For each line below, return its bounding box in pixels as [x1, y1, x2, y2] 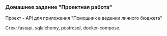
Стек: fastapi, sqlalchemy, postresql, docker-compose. [5, 25, 121, 31]
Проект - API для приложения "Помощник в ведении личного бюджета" [5, 15, 162, 21]
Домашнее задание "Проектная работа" [5, 4, 113, 11]
